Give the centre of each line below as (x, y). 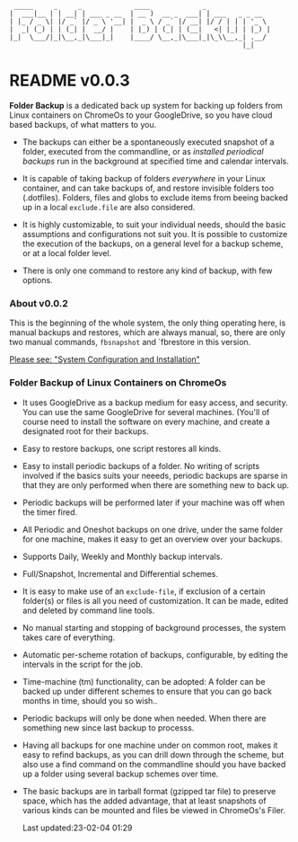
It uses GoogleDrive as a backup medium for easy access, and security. (155, 403)
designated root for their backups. (86, 431)
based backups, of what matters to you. (83, 124)
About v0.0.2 (39, 303)
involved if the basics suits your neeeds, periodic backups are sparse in (155, 475)
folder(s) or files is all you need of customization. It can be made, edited (155, 600)
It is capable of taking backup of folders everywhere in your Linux (144, 178)
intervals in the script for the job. (83, 664)
